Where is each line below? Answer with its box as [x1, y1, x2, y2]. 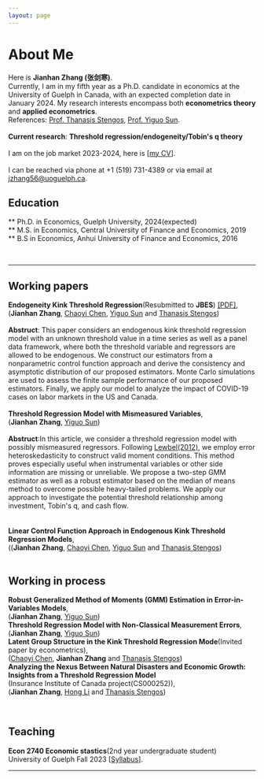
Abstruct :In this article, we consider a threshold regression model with [8, 434, 237, 443]
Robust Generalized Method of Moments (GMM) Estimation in [8, 595, 214, 604]
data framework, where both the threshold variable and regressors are [8, 342, 236, 351]
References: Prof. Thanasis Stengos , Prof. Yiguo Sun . [8, 115, 181, 124]
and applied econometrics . [8, 106, 97, 116]
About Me [8, 45, 74, 63]
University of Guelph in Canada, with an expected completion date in [8, 90, 231, 99]
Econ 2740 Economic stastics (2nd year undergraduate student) [8, 746, 218, 755]
